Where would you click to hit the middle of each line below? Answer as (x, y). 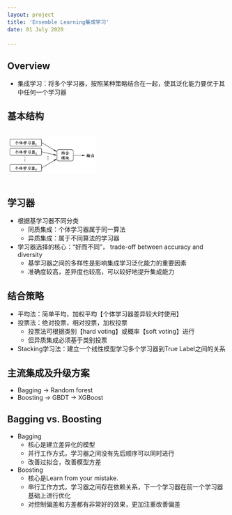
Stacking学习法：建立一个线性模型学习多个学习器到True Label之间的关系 (122, 349)
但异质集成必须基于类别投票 (68, 340)
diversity (30, 255)
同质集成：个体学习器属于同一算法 (77, 229)
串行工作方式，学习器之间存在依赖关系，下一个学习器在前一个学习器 (125, 486)
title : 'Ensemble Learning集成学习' (58, 22)
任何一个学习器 (45, 92)
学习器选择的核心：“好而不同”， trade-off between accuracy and (110, 247)
